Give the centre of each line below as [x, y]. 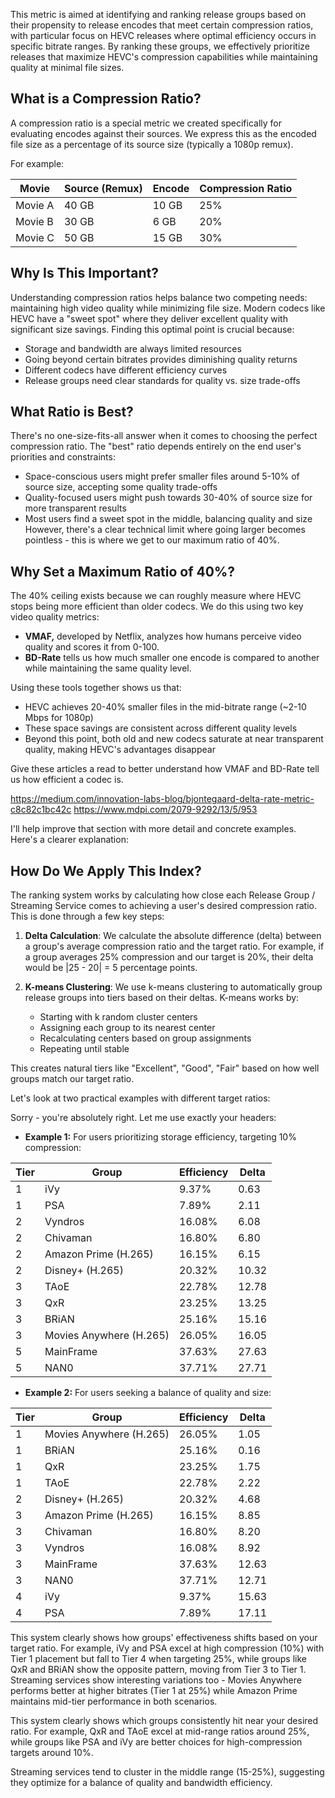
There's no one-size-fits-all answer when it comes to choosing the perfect [164, 436]
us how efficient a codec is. [67, 780]
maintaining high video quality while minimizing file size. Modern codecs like [168, 308]
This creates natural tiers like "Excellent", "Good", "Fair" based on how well [165, 1068]
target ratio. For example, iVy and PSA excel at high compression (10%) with [167, 1648]
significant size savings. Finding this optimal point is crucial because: [152, 329]
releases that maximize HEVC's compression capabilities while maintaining [164, 57]
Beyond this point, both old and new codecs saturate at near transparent [174, 739]
